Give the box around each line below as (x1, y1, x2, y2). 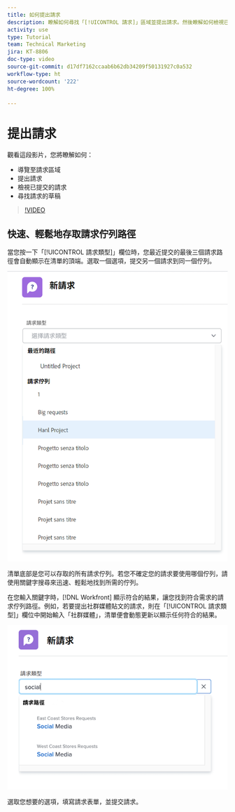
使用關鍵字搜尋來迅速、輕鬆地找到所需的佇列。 (7, 578, 142, 586)
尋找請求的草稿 (17, 192, 61, 200)
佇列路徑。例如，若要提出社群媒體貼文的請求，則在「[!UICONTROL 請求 (13, 601, 221, 610)
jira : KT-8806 (7, 48, 49, 55)
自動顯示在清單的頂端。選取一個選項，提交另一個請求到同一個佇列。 (19, 257, 215, 265)
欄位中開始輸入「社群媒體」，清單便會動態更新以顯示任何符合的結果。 (22, 611, 222, 619)
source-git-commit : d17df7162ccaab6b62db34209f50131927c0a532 (7, 63, 192, 70)
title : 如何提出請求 (7, 11, 61, 18)
